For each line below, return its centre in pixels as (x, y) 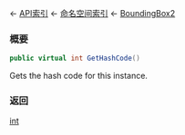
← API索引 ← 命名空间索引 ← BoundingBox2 (92, 13)
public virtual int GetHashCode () (75, 58)
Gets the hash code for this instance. (79, 76)
